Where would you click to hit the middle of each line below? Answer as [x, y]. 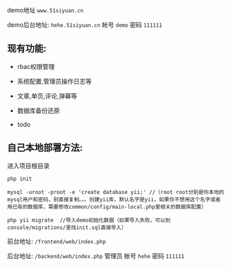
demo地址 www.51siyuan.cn [46, 10]
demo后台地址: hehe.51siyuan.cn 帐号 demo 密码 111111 [85, 25]
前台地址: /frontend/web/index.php [57, 241]
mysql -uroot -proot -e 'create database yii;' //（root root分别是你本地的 [116, 192]
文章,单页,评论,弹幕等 [47, 96]
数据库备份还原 [38, 110]
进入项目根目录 [28, 166]
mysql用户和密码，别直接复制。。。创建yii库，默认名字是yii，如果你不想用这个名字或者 [114, 199]
